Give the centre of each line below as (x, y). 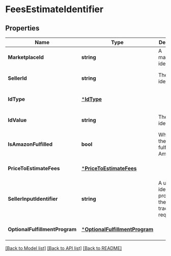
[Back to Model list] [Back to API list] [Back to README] (64, 248)
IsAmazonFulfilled (30, 144)
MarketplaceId (26, 57)
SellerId (17, 78)
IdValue (17, 120)
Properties (22, 28)
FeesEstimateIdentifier (54, 9)
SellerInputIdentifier (33, 199)
